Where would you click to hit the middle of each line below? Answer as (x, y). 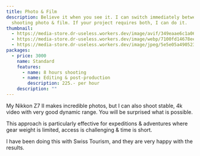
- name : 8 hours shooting (54, 72)
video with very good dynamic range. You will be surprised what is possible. (100, 112)
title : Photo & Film (32, 12)
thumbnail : (20, 28)
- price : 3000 (29, 56)
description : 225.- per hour (64, 84)
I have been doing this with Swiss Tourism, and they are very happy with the (100, 141)
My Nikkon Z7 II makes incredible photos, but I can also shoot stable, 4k (94, 106)
